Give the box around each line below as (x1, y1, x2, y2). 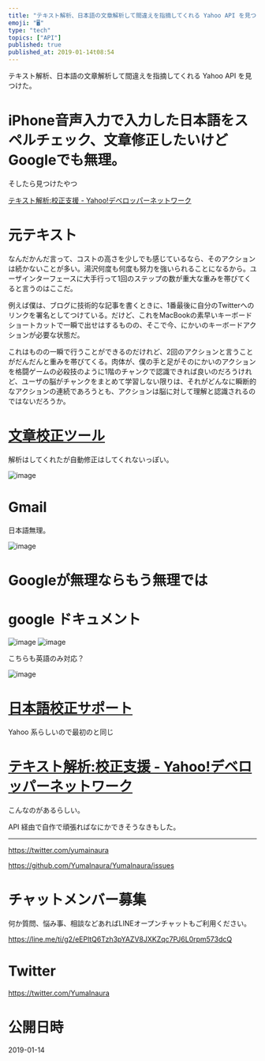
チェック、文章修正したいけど (35, 131, 229, 150)
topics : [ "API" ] (8, 33, 62, 42)
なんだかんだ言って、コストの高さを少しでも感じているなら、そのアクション (8, 254, 256, 263)
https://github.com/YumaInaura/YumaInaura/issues (8, 860, 175, 870)
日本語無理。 (8, 525, 50, 535)
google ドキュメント (8, 611, 141, 629)
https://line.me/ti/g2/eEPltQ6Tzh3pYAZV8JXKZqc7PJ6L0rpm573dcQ (8, 934, 233, 944)
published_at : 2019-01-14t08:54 (8, 48, 114, 56)
